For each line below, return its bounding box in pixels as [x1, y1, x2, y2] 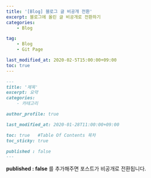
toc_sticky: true [6, 137, 49, 144]
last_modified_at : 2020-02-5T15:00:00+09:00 [6, 57, 117, 63]
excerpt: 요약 [6, 89, 38, 96]
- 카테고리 [16, 100, 38, 106]
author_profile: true [6, 111, 59, 117]
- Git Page [16, 46, 43, 53]
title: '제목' [6, 84, 38, 90]
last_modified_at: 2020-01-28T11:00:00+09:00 [6, 122, 119, 127]
